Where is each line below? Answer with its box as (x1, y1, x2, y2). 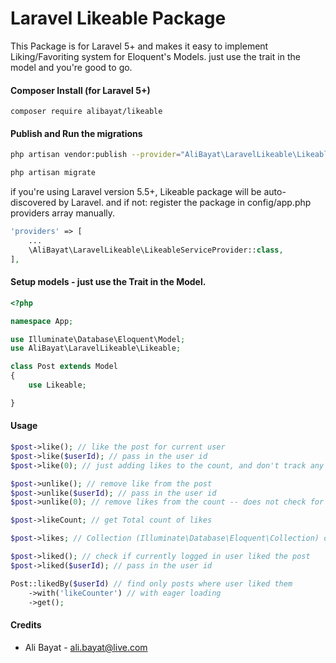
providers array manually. (10, 207, 116, 219)
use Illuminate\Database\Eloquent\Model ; (10, 334, 186, 344)
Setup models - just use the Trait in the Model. (10, 276, 207, 288)
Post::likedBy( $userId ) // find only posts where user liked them (10, 578, 293, 589)
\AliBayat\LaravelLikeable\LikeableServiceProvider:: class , (28, 245, 284, 255)
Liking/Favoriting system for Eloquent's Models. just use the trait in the (10, 50, 301, 62)
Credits (10, 618, 42, 631)
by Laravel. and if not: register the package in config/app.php (58, 197, 312, 209)
